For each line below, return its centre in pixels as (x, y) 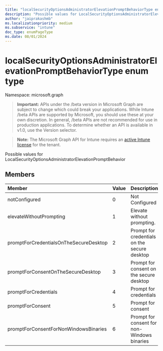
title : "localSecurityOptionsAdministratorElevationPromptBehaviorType (79, 9)
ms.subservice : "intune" (30, 28)
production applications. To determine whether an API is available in (85, 125)
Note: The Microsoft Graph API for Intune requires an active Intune (83, 140)
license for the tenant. (39, 144)
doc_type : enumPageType (29, 32)
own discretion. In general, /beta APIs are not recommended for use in (87, 120)
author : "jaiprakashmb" (29, 18)
